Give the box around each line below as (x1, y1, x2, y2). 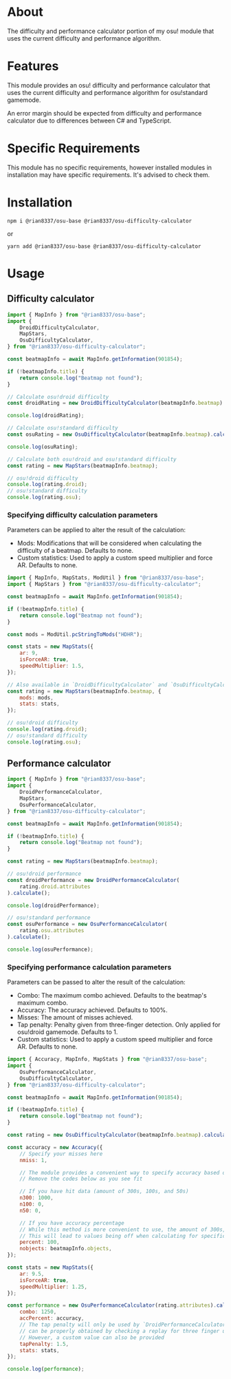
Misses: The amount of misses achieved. (16, 1013, 133, 1022)
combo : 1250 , (19, 1309, 57, 1316)
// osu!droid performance (7, 870, 81, 878)
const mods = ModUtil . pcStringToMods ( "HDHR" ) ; (7, 631, 143, 638)
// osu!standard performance (7, 914, 91, 921)
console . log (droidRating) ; (7, 412, 85, 419)
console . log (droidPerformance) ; (7, 902, 100, 909)
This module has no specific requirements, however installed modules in (7, 163, 212, 171)
